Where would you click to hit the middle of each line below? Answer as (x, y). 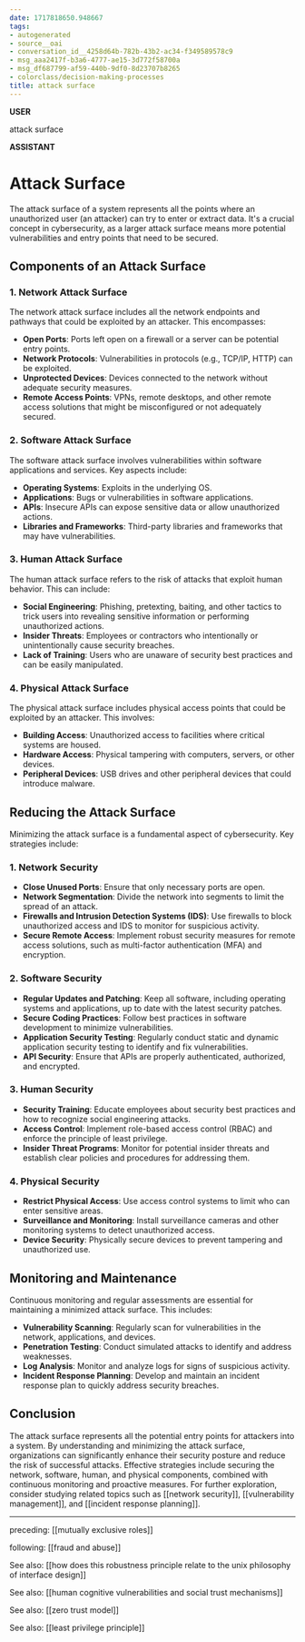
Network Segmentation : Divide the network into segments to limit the (153, 897)
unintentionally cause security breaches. (98, 645)
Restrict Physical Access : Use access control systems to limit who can (156, 1201)
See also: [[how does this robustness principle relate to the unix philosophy (150, 1565)
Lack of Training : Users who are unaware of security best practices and (157, 654)
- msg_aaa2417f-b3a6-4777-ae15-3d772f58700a (95, 60)
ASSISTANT (33, 147)
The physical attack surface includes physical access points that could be (148, 708)
